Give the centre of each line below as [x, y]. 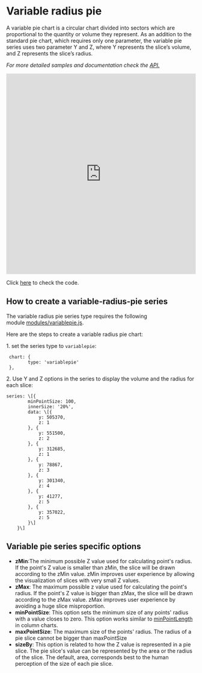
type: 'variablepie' [54, 362]
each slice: [20, 385]
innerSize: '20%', [51, 406]
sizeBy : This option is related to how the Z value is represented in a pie [103, 644]
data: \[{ [40, 412]
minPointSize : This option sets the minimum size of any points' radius [102, 612]
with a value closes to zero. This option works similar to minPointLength [104, 619]
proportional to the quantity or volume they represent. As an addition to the [99, 34]
